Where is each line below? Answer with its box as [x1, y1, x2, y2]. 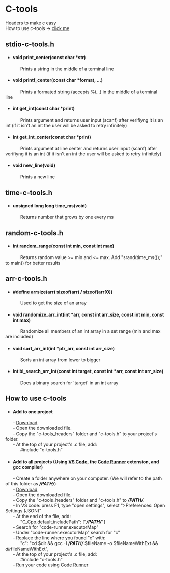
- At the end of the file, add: [12, 513, 71, 519]
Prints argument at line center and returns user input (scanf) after [20, 146, 158, 152]
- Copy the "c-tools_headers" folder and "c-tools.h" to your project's [12, 431, 157, 437]
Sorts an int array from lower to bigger [20, 357, 101, 363]
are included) [5, 334, 33, 340]
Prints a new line [20, 174, 55, 180]
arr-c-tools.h [5, 274, 47, 283]
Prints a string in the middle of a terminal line [20, 66, 114, 72]
